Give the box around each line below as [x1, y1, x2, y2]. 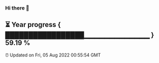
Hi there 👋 [5, 4, 30, 11]
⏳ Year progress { [5, 20, 61, 29]
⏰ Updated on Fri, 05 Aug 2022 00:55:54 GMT [5, 52, 101, 58]
